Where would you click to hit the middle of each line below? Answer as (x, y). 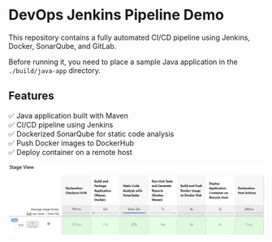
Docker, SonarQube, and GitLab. (63, 45)
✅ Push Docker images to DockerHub (71, 143)
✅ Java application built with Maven (68, 115)
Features (31, 96)
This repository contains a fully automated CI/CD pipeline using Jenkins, (129, 37)
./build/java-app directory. (55, 70)
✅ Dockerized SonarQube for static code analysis (91, 134)
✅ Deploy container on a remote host (70, 152)
